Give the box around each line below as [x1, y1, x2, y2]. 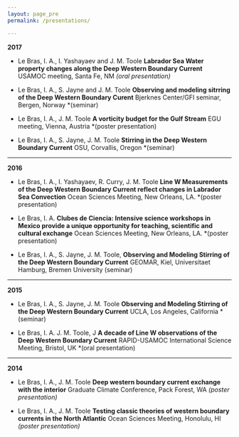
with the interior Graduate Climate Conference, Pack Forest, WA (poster [17, 385, 230, 394]
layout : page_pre [7, 10, 59, 18]
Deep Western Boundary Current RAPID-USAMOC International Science [17, 335, 232, 345]
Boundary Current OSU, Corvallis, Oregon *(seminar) [17, 143, 175, 151]
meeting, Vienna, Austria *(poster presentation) [17, 122, 157, 130]
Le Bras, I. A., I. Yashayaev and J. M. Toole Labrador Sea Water [17, 56, 204, 65]
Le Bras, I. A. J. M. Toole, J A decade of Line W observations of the [17, 328, 218, 337]
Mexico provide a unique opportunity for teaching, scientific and [17, 221, 213, 230]
